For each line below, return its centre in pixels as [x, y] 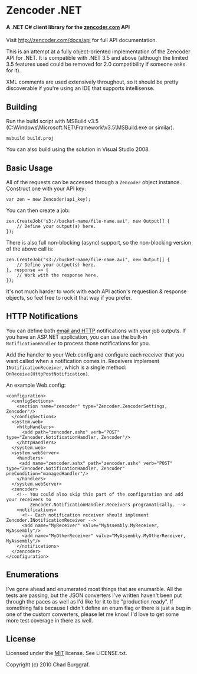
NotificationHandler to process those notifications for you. [78, 343]
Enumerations [32, 575]
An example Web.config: [36, 385]
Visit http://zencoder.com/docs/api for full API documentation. [82, 40]
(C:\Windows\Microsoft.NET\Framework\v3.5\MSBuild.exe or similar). [90, 127]
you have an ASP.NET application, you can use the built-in [77, 337]
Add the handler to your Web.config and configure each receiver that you [95, 354]
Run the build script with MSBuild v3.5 [52, 121]
